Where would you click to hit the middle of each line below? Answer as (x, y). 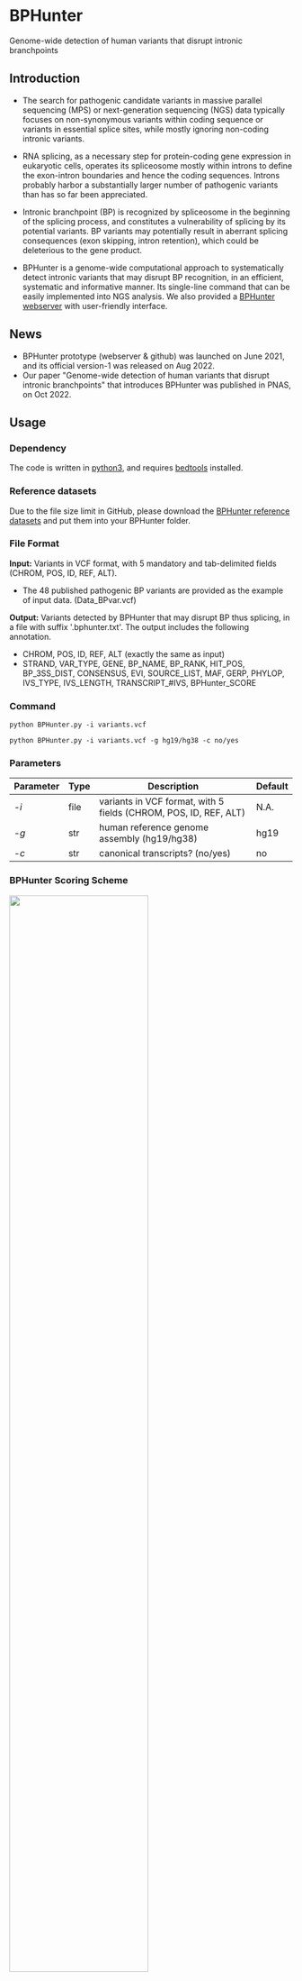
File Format (35, 543)
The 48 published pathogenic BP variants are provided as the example (153, 590)
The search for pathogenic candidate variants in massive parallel (142, 100)
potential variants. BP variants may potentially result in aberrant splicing (155, 231)
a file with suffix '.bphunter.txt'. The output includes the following (129, 626)
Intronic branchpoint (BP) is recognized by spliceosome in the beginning (156, 212)
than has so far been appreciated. (85, 194)
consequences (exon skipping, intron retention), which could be (140, 241)
